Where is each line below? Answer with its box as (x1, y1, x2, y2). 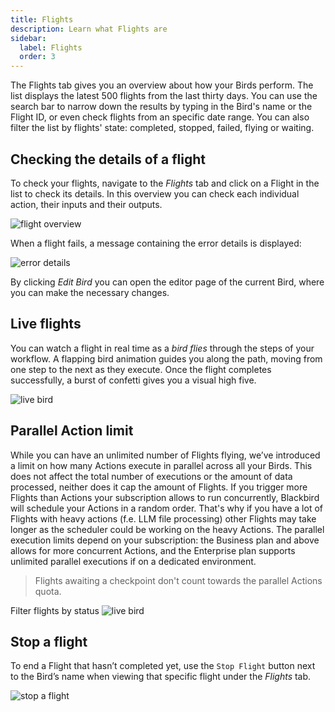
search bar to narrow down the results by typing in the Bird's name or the (10, 101, 313, 113)
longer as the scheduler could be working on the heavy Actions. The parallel (10, 523, 325, 535)
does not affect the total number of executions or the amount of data (10, 470, 293, 482)
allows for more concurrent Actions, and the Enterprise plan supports (10, 544, 296, 556)
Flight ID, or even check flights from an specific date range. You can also (10, 111, 310, 123)
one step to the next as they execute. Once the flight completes (10, 363, 272, 375)
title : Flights (10, 14, 74, 25)
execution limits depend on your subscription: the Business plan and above (10, 534, 320, 546)
